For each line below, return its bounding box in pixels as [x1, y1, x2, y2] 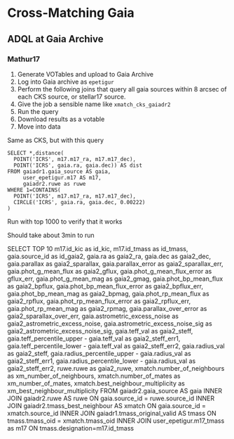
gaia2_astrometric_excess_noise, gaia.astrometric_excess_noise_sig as [7, 319, 212, 328]
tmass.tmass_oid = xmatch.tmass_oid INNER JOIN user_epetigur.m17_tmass [7, 416, 225, 425]
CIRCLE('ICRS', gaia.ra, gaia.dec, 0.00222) [13, 198, 146, 205]
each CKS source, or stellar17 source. [17, 92, 126, 101]
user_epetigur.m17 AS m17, [22, 174, 102, 181]
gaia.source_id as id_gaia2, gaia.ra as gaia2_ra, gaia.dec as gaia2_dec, [7, 252, 212, 260]
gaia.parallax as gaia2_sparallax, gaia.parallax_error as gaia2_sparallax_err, [7, 259, 223, 268]
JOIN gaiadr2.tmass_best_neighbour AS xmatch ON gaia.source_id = [7, 401, 207, 409]
